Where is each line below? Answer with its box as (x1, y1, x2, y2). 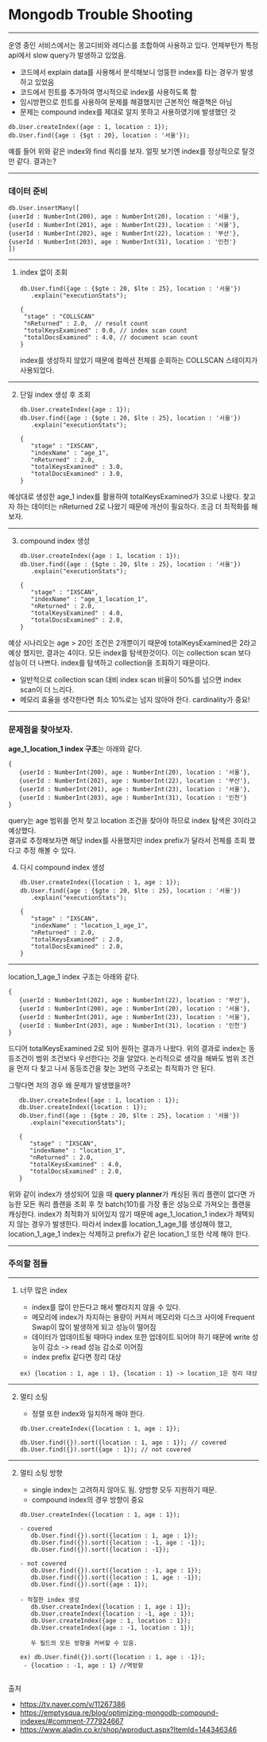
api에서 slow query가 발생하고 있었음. (8, 50, 127, 60)
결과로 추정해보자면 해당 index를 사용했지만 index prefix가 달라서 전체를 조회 (8, 835, 247, 845)
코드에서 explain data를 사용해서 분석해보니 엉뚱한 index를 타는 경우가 (19, 67, 239, 76)
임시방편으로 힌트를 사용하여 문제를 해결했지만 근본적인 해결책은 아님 (19, 97, 233, 107)
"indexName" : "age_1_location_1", (30, 596, 149, 603)
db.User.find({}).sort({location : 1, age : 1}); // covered (19, 1439, 227, 1447)
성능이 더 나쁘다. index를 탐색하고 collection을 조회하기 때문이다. (8, 658, 211, 668)
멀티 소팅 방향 (19, 1467, 63, 1478)
